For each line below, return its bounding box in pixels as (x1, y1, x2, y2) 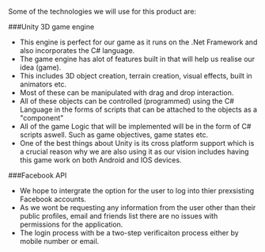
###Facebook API (8, 170, 67, 180)
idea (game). (19, 63, 62, 72)
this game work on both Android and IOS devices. (19, 155, 182, 165)
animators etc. (19, 79, 67, 89)
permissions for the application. (19, 220, 123, 229)
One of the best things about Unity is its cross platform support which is (19, 139, 255, 147)
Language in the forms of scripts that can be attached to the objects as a (19, 105, 258, 114)
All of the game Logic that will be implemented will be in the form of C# (19, 122, 252, 131)
